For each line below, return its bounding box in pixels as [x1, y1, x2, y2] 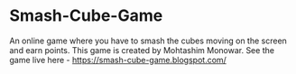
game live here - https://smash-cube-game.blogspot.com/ [9, 54, 227, 65]
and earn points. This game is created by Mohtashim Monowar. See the [9, 44, 275, 55]
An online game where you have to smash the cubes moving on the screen [9, 35, 287, 46]
